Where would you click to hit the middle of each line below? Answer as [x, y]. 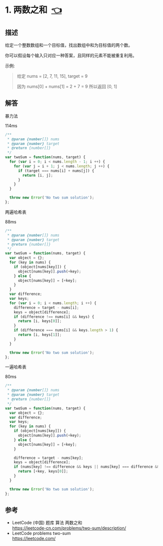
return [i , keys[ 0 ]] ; [40, 321]
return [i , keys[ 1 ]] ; [40, 335]
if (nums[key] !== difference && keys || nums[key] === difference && [87, 467]
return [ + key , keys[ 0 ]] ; [43, 472]
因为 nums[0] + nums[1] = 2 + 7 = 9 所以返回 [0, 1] [67, 86]
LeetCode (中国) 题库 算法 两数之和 [47, 523]
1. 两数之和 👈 [33, 10]
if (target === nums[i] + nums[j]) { [56, 171]
